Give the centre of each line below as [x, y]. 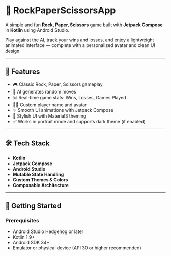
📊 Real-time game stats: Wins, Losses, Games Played [69, 97]
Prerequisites [22, 220]
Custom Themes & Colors [40, 180]
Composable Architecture [40, 185]
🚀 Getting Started [33, 206]
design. [13, 51]
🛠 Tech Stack [27, 143]
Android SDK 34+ [31, 243]
